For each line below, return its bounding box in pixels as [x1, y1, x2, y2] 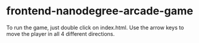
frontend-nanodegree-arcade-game [6, 4, 194, 18]
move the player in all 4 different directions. [6, 30, 115, 37]
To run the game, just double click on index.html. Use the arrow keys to [6, 24, 184, 31]
